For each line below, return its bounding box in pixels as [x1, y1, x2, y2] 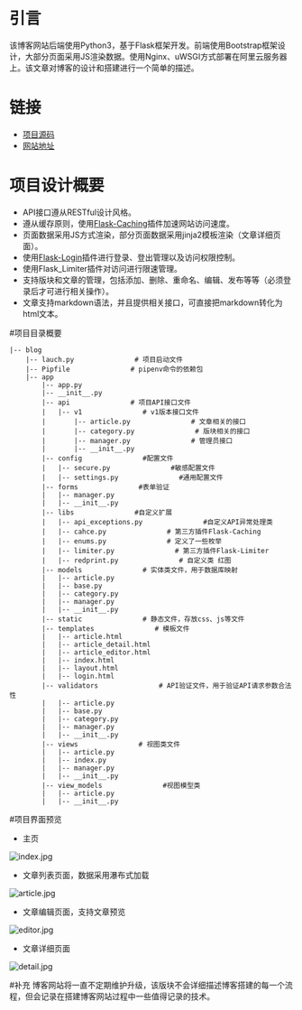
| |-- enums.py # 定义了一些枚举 [41, 536, 223, 546]
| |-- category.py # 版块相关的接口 [41, 426, 251, 436]
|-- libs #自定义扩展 [41, 507, 173, 517]
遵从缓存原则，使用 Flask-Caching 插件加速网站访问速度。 [22, 218, 234, 228]
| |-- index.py [41, 755, 106, 764]
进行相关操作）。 [53, 285, 114, 296]
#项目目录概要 [9, 327, 62, 338]
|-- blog [9, 345, 42, 355]
